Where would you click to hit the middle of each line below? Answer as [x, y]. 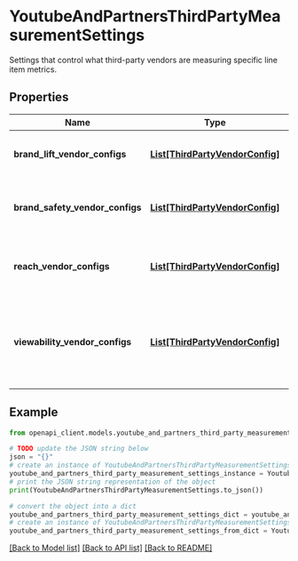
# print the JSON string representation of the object [113, 482]
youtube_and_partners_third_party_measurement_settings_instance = [137, 474]
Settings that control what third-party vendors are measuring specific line [143, 60]
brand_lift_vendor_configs [70, 154]
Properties [39, 97]
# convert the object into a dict [73, 506]
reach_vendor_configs [62, 266]
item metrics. [33, 69]
